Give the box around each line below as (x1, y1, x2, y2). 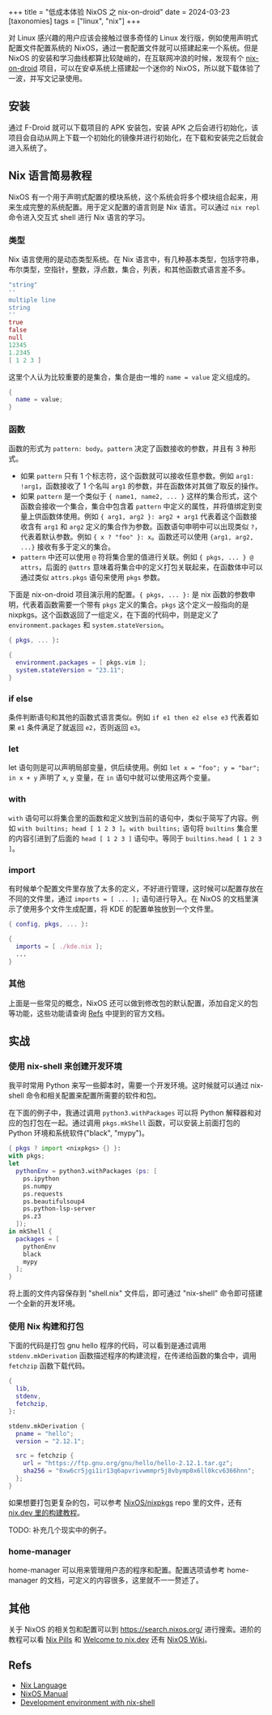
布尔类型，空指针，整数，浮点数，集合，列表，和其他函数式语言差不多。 (8, 264, 249, 274)
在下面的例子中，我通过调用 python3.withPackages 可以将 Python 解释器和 (8, 1108, 255, 1118)
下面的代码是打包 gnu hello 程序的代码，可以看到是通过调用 (8, 1341, 206, 1351)
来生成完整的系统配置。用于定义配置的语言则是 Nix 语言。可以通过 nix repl (8, 202, 261, 212)
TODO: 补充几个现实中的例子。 (8, 1524, 112, 1535)
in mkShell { (8, 1227, 53, 1236)
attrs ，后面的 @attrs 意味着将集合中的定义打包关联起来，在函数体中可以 (19, 562, 263, 572)
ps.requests (23, 1189, 63, 1198)
